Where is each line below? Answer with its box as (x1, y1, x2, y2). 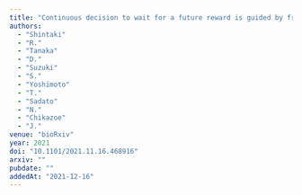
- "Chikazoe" (17, 113, 67, 122)
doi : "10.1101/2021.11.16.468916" (9, 146, 139, 155)
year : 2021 (9, 138, 50, 147)
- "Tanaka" (17, 47, 58, 56)
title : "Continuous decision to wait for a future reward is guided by (9, 13, 283, 22)
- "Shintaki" (17, 30, 67, 39)
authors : (9, 22, 42, 31)
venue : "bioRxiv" (9, 130, 75, 139)
